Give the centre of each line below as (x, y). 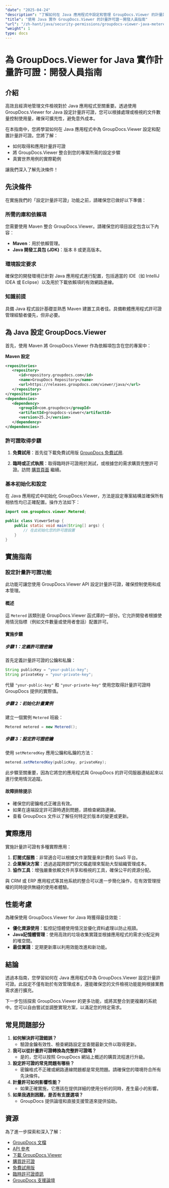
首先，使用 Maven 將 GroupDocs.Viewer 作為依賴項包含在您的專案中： (78, 345)
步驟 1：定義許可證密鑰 (29, 646)
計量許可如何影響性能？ (37, 1082)
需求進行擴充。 (21, 991)
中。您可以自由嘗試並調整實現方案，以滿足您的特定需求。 (65, 1007)
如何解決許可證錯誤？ (34, 1038)
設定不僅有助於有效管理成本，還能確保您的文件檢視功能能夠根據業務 (93, 984)
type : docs (17, 33)
